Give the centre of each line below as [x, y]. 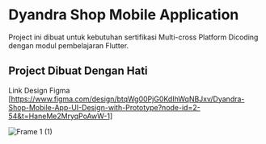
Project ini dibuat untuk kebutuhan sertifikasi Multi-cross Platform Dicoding [133, 37]
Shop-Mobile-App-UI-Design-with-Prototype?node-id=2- [104, 107]
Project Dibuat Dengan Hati [78, 71]
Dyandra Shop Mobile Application [124, 15]
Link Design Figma [39, 90]
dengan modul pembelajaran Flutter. [69, 45]
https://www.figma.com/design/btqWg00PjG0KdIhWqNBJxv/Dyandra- [128, 99]
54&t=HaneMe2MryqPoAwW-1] [61, 116]
